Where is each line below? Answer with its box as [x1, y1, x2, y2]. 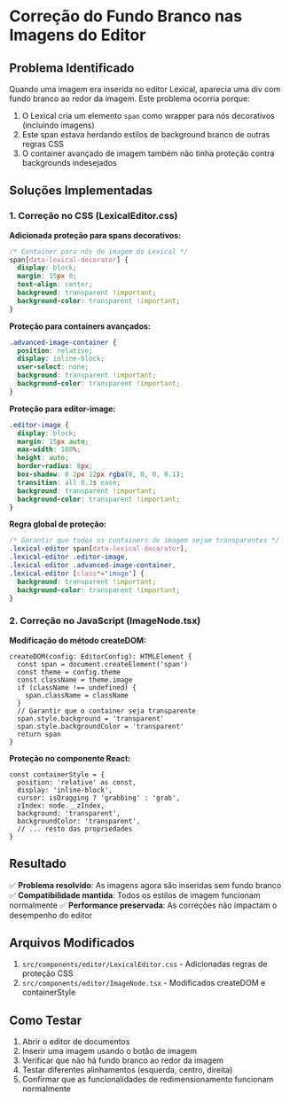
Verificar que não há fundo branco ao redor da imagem [21, 1055, 224, 1066]
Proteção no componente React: [9, 753, 131, 763]
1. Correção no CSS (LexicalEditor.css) [9, 210, 178, 223]
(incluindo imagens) [21, 120, 95, 130]
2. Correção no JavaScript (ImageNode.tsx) [9, 614, 201, 627]
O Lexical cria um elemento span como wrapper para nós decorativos [21, 111, 275, 121]
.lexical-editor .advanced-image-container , [9, 561, 176, 570]
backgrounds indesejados [21, 158, 117, 168]
